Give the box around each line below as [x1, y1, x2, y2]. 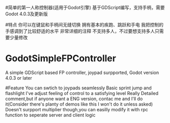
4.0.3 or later [5, 75, 32, 81]
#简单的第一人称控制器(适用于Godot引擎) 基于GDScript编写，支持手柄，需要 [5, 5, 165, 10]
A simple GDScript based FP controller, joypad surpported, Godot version [5, 69, 159, 76]
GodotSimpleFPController [5, 53, 116, 64]
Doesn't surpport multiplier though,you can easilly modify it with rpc [5, 106, 149, 112]
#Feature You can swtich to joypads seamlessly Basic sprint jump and [5, 85, 152, 91]
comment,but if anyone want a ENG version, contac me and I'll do [5, 95, 143, 102]
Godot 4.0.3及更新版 [5, 11, 48, 17]
